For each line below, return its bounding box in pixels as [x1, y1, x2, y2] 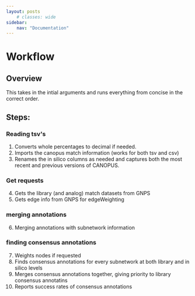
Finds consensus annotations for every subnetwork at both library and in [14, 258, 190, 265]
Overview [6, 73, 43, 83]
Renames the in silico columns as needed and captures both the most [14, 155, 182, 162]
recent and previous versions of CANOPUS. [14, 162, 120, 169]
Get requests [6, 176, 44, 185]
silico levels [14, 264, 43, 271]
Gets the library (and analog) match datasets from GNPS [14, 190, 151, 197]
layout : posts [6, 8, 41, 15]
